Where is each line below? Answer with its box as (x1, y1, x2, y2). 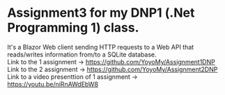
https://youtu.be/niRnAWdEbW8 (7, 80, 99, 88)
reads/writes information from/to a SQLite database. (7, 50, 157, 59)
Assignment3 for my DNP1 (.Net (7, 5, 195, 21)
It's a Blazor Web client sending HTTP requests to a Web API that (7, 43, 194, 51)
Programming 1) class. (7, 20, 139, 36)
